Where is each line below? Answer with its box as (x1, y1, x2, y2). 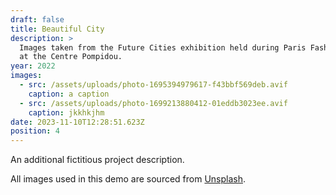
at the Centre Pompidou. (19, 52, 123, 62)
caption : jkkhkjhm (28, 107, 105, 118)
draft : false (10, 14, 65, 25)
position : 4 (10, 126, 60, 136)
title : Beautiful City (10, 24, 105, 34)
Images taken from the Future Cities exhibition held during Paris (19, 42, 307, 53)
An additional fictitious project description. (10, 154, 185, 166)
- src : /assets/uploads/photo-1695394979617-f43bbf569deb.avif (19, 80, 288, 90)
